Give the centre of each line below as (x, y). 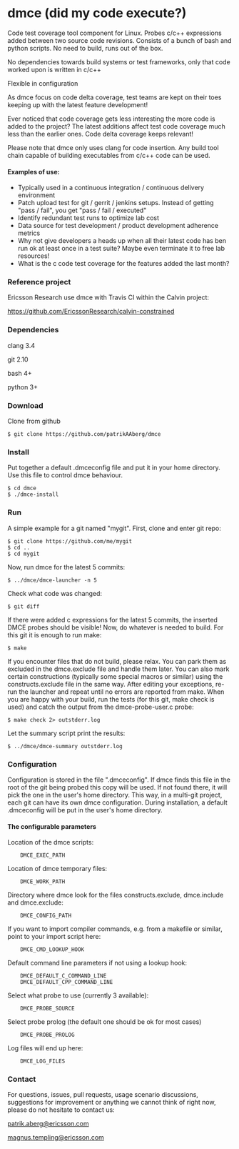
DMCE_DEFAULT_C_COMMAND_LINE (63, 976)
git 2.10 (18, 359)
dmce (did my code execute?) (97, 13)
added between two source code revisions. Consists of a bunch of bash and (119, 40)
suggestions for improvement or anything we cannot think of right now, (112, 1103)
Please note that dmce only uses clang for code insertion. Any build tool (113, 147)
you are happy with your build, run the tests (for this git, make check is (111, 699)
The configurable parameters (52, 826)
